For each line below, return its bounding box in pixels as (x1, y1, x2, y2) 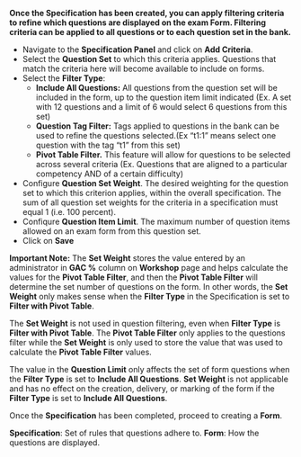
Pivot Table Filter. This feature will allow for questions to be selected (35, 149, 291, 160)
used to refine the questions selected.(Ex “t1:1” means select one (35, 130, 277, 140)
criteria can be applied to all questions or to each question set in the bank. (9, 27, 292, 37)
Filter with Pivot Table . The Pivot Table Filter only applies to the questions (9, 327, 286, 338)
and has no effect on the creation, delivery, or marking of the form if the (9, 383, 276, 394)
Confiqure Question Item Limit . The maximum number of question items (22, 216, 290, 227)
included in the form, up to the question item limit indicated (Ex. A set (35, 92, 292, 103)
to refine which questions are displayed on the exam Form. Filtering (9, 17, 267, 28)
